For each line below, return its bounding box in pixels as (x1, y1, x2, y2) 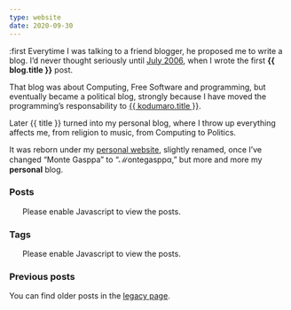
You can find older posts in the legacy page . (9, 291, 170, 301)
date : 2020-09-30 (9, 21, 74, 30)
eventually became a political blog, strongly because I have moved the (9, 90, 267, 102)
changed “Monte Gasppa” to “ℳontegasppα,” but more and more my (9, 154, 263, 165)
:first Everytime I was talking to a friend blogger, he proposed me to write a (9, 45, 283, 56)
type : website (9, 12, 62, 22)
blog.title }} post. (9, 64, 74, 75)
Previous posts (9, 271, 75, 283)
